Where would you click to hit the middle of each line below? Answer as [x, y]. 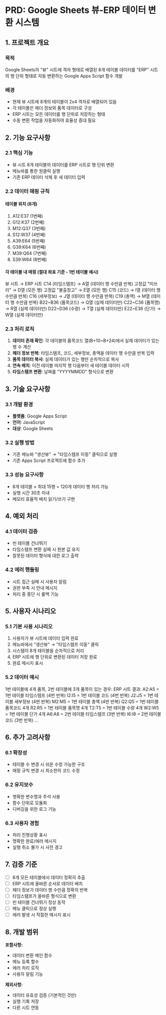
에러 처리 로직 [26, 968]
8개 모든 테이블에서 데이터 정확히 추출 [49, 877]
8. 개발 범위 [22, 932]
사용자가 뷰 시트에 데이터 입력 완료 [45, 638]
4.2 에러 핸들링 [22, 570]
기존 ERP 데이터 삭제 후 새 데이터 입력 [49, 177]
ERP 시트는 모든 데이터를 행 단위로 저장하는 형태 [59, 114]
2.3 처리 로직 [20, 329]
